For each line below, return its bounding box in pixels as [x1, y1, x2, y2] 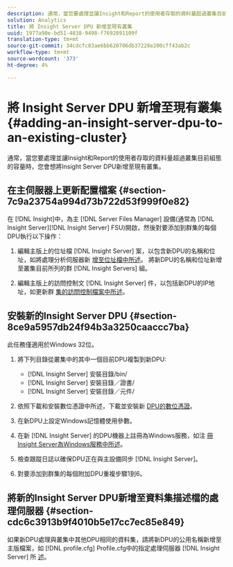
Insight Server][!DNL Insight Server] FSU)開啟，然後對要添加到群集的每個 [7, 223, 217, 232]
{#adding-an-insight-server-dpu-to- [7, 115, 223, 130]
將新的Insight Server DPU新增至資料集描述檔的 [7, 491, 209, 503]
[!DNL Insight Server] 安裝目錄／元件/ [27, 387, 135, 396]
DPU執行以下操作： [7, 232, 63, 241]
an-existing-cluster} [7, 130, 128, 146]
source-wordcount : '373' [7, 55, 79, 62]
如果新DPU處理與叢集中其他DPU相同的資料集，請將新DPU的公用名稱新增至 [7, 535, 222, 543]
